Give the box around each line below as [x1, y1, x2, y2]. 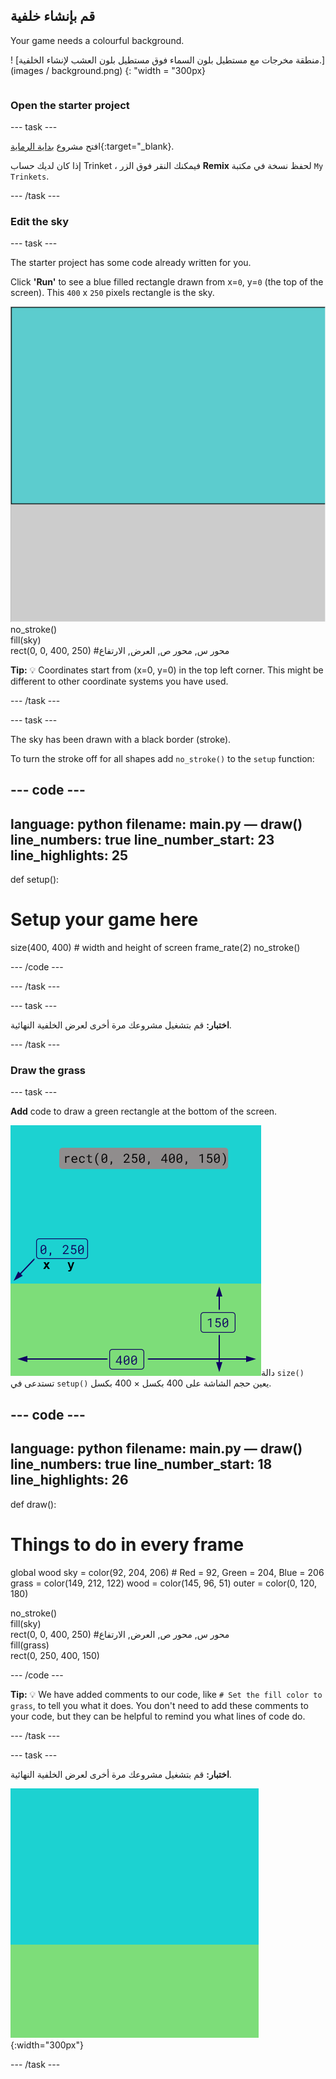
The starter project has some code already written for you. [10, 257, 252, 269]
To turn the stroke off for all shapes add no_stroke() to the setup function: [10, 753, 315, 765]
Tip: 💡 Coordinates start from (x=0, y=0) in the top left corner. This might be [10, 664, 324, 676]
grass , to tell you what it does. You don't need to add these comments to [10, 1699, 309, 1711]
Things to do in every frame [10, 1533, 245, 1556]
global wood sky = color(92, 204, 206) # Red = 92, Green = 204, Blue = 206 [10, 1566, 325, 1578]
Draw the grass [10, 1064, 86, 1078]
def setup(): [10, 874, 60, 886]
